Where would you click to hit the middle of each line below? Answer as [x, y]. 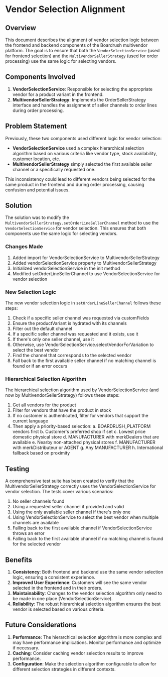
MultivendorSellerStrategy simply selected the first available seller [82, 164]
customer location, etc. [36, 159]
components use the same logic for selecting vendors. [61, 234]
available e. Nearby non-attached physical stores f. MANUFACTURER [84, 442]
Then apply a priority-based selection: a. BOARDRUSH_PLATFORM [81, 426]
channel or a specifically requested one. [54, 169]
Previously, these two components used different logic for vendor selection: [83, 138]
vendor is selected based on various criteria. [58, 609]
